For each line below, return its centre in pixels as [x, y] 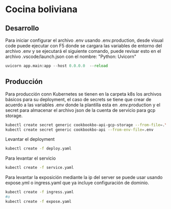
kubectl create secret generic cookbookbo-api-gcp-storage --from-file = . [85, 125]
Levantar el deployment [30, 139]
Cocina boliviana [41, 9]
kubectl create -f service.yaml [39, 168]
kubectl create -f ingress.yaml [39, 192]
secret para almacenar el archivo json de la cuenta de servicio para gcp [80, 110]
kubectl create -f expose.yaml [38, 201]
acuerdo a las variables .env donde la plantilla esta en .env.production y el [83, 105]
